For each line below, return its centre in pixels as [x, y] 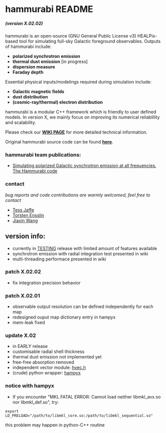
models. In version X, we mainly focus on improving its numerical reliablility [82, 117]
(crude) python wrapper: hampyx [46, 373]
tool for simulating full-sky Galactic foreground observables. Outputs [90, 41]
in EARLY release [30, 346]
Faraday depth [28, 72]
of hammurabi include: [28, 46]
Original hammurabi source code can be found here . [59, 142]
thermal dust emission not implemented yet [57, 357]
